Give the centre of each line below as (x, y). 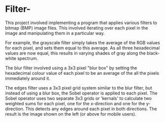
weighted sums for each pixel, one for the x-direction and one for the (75, 103)
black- (153, 53)
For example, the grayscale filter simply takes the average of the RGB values (82, 42)
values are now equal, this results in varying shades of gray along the (76, 53)
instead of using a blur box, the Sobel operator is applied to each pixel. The (81, 93)
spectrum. (28, 58)
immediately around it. (28, 78)
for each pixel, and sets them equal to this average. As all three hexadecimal (82, 48)
